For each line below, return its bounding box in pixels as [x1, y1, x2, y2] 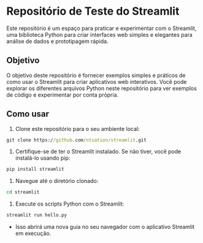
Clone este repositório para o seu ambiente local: [15, 125, 140, 132]
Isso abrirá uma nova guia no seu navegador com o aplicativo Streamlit [15, 223, 195, 231]
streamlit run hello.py [6, 212, 67, 219]
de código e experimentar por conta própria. [6, 91, 119, 99]
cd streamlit [6, 189, 40, 195]
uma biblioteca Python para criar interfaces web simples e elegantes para [6, 31, 193, 38]
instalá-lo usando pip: [15, 154, 71, 162]
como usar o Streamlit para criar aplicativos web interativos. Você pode [6, 78, 187, 85]
